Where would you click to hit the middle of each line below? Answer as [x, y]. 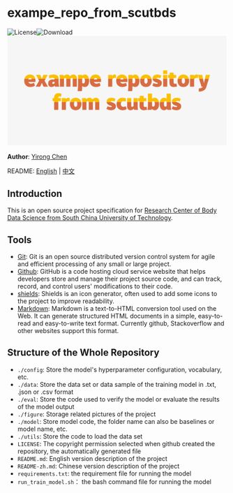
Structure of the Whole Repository [83, 353]
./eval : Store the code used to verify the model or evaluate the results [118, 399]
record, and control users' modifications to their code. [95, 286]
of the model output [46, 406]
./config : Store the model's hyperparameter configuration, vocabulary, [120, 369]
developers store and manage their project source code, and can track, [120, 279]
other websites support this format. [68, 331]
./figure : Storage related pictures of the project [87, 414]
